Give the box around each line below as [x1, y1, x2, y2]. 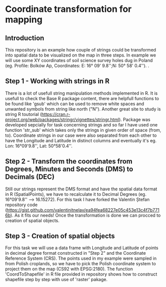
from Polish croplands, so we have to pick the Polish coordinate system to [5, 261, 156, 267]
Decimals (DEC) [5, 172, 55, 181]
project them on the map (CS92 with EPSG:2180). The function [5, 266, 133, 272]
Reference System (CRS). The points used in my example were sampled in [5, 255, 157, 261]
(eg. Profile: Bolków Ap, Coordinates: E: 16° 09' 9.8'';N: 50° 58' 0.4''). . [5, 63, 150, 68]
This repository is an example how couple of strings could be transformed [5, 47, 156, 53]
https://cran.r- [41, 111, 70, 117]
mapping [5, 14, 43, 25]
